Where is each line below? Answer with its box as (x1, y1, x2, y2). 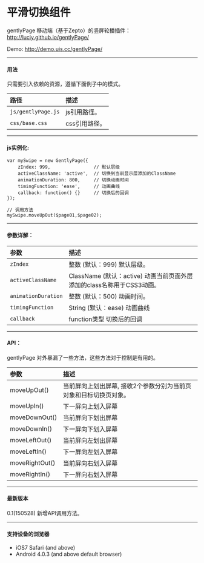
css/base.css (10, 120, 48, 127)
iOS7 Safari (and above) (15, 544, 76, 551)
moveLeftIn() (10, 447, 47, 456)
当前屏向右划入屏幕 (63, 459, 118, 467)
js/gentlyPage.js (10, 109, 60, 115)
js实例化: (7, 144, 30, 151)
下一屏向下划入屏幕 (63, 425, 118, 433)
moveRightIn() (10, 470, 51, 478)
